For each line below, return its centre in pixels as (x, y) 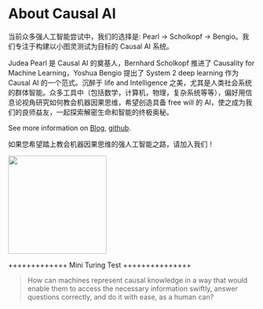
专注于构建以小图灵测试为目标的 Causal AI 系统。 (94, 46)
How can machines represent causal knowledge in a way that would (137, 280)
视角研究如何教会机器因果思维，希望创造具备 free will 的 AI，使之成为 (133, 102)
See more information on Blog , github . (69, 127)
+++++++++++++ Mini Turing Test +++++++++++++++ (100, 265)
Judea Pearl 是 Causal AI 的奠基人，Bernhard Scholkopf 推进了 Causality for (131, 63)
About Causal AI (62, 14)
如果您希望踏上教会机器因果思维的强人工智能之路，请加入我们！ (111, 144)
